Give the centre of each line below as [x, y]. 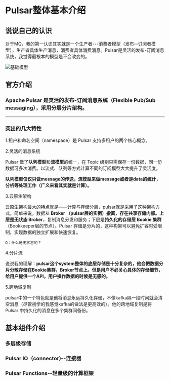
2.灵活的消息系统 [23, 151]
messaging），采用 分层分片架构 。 [46, 108]
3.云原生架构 [18, 196]
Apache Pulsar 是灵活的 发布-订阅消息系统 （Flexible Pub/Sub [80, 100]
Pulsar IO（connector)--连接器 [44, 359]
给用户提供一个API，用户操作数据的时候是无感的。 [58, 276]
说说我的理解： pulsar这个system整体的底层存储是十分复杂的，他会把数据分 [84, 263]
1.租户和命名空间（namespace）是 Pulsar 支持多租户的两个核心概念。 [78, 140]
